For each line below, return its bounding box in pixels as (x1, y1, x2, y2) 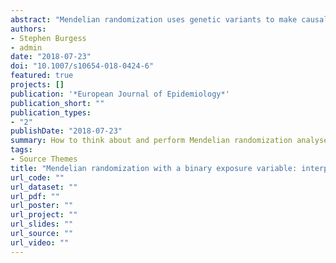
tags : (10, 145, 33, 155)
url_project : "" (10, 210, 78, 220)
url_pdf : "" (10, 191, 60, 201)
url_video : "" (10, 237, 70, 248)
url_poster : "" (10, 201, 74, 211)
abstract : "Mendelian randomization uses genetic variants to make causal (10, 14, 329, 25)
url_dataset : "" (10, 182, 78, 192)
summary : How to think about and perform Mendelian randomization (10, 136, 293, 146)
